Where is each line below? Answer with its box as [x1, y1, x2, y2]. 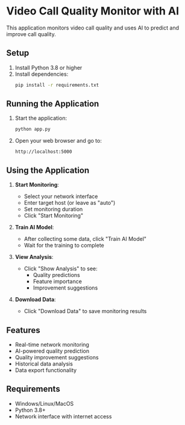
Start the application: [14, 114, 67, 122]
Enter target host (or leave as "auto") [24, 199, 116, 206]
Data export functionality [14, 366, 77, 374]
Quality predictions [33, 271, 80, 279]
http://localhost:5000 [14, 149, 72, 155]
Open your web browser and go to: [14, 137, 102, 144]
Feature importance [33, 278, 83, 285]
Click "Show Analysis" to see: [24, 265, 98, 272]
